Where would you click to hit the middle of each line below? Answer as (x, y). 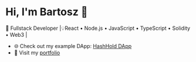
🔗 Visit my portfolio (37, 53)
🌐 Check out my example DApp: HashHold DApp (73, 46)
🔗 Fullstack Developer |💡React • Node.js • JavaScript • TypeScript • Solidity (98, 28)
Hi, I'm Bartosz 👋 (47, 12)
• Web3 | (16, 35)
